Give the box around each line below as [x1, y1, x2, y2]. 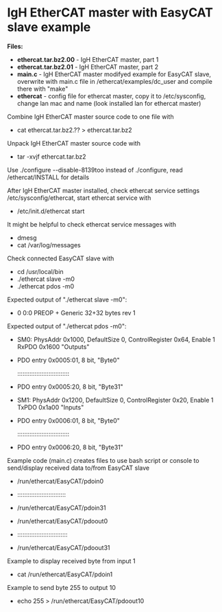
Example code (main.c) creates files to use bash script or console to [7, 456, 200, 464]
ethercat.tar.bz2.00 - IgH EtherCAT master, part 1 [16, 55, 159, 63]
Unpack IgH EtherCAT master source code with [7, 139, 140, 147]
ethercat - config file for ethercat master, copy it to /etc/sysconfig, [16, 91, 206, 100]
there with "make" [16, 84, 69, 93]
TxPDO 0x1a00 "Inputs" [16, 403, 84, 411]
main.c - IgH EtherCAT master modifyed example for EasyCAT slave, [16, 70, 211, 78]
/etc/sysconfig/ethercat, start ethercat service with [7, 194, 151, 202]
